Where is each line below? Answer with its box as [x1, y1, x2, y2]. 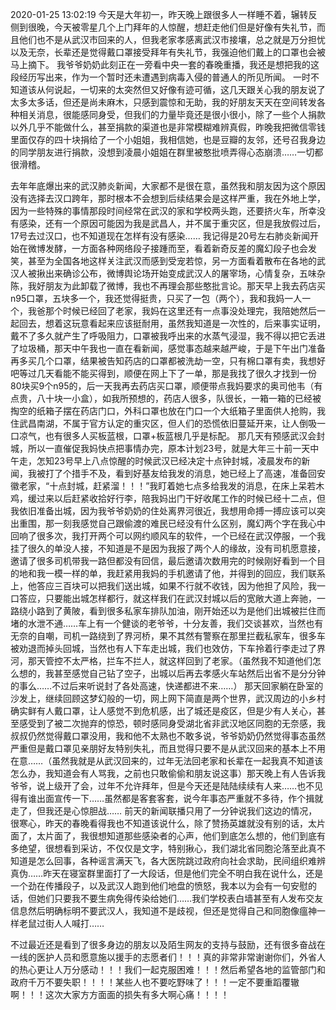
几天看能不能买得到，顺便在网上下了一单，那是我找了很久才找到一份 [36, 368, 317, 379]
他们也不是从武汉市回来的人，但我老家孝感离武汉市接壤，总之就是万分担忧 [18, 34, 326, 45]
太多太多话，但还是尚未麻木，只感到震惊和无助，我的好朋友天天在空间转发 [10, 96, 317, 108]
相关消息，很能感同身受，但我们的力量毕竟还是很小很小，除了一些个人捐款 [18, 109, 326, 120]
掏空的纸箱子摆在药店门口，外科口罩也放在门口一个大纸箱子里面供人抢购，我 [10, 405, 326, 417]
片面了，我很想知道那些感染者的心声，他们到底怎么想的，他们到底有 [44, 830, 326, 842]
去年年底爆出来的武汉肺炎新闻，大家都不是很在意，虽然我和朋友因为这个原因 [10, 180, 326, 192]
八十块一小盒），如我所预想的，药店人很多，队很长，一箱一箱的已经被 [36, 393, 322, 404]
